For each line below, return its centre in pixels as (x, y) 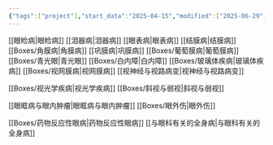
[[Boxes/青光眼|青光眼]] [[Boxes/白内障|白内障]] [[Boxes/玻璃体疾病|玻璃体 (133, 60)
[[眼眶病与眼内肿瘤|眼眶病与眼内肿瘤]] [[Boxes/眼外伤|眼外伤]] (112, 105)
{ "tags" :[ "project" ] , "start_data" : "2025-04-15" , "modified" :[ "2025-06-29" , (138, 16)
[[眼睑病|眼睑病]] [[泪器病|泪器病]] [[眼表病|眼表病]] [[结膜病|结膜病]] (123, 40)
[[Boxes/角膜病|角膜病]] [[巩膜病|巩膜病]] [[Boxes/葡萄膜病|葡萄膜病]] (124, 51)
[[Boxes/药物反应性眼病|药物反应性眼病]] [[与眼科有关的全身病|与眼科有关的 (134, 122)
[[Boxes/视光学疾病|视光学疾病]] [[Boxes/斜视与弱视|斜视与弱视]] (117, 88)
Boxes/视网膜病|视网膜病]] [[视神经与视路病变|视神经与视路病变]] (136, 71)
